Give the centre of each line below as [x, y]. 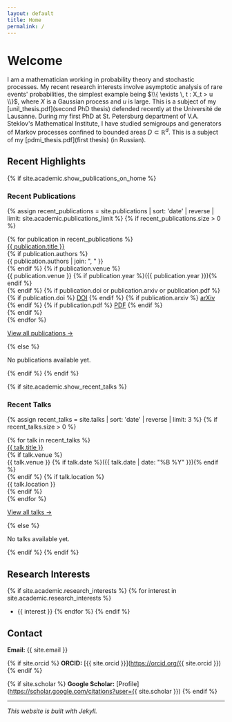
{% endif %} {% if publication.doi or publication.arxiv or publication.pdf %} [114, 291]
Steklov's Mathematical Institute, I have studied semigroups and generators [115, 124]
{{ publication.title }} [36, 246]
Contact [25, 633]
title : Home [24, 20]
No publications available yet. [49, 360]
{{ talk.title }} [25, 448]
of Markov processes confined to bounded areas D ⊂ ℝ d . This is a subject [113, 131]
